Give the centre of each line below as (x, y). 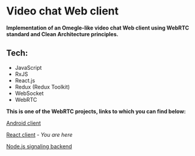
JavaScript (28, 67)
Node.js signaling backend (39, 146)
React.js (25, 80)
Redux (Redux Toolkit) (42, 87)
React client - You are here (39, 134)
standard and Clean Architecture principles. (62, 34)
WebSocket (29, 93)
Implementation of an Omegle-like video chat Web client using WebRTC (98, 28)
